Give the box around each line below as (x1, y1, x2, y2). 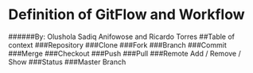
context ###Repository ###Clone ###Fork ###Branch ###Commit (8, 40, 227, 49)
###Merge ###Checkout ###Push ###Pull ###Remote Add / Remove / (8, 48, 241, 58)
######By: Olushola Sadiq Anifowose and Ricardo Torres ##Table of (8, 32, 235, 41)
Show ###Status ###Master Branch (8, 57, 127, 67)
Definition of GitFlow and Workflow (8, 6, 245, 24)
